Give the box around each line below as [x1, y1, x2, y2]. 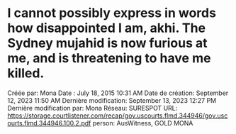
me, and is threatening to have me [7, 50, 211, 67]
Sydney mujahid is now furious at [7, 35, 208, 51]
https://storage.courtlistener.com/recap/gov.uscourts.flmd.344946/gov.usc [7, 111, 228, 120]
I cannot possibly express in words [7, 5, 216, 21]
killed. [7, 65, 45, 82]
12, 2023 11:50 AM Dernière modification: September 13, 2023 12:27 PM [7, 96, 217, 104]
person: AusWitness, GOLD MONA [92, 118, 193, 127]
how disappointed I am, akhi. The [7, 20, 206, 36]
